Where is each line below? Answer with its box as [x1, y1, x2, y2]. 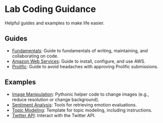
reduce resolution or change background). [11, 96, 99, 103]
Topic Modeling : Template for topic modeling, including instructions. [11, 107, 152, 113]
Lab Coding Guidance [4, 3, 96, 15]
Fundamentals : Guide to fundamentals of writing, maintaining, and [11, 47, 148, 53]
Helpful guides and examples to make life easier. [4, 20, 104, 26]
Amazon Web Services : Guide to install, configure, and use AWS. [11, 58, 146, 64]
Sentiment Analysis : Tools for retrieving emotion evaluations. [11, 102, 137, 108]
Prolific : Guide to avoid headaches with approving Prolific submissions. [11, 63, 158, 69]
